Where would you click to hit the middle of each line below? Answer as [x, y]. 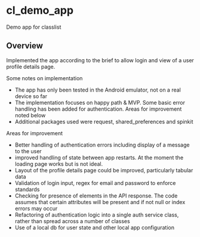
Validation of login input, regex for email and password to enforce [95, 183]
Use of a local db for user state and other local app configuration [95, 227]
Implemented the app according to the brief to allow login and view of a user [100, 60]
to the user [28, 151]
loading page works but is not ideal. [59, 164]
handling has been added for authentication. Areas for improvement [98, 109]
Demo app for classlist [34, 27]
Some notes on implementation [44, 78]
